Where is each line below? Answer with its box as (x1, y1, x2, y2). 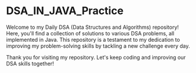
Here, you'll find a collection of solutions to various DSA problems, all (6, 29, 175, 36)
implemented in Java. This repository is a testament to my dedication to (6, 36, 180, 43)
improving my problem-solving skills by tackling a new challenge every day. (6, 42, 190, 49)
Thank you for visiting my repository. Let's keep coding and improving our (6, 54, 186, 61)
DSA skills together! (6, 60, 54, 67)
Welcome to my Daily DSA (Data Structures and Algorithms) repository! (6, 24, 179, 31)
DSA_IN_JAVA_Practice (6, 4, 124, 18)
